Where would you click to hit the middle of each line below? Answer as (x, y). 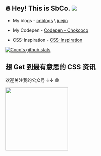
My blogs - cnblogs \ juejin (40, 20)
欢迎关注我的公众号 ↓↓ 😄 (32, 80)
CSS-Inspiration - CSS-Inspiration (47, 40)
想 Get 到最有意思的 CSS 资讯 (51, 67)
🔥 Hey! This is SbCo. (38, 8)
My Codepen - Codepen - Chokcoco (51, 30)
